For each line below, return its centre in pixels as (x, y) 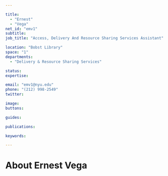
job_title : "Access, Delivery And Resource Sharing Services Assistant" (85, 38)
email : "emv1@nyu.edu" (29, 85)
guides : (14, 117)
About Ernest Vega (46, 166)
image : (12, 104)
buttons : (15, 108)
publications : (20, 127)
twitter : (15, 94)
